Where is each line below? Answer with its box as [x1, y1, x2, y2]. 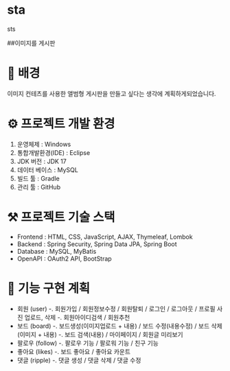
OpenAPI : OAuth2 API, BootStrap [16, 254, 112, 263]
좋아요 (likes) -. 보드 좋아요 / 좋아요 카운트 [16, 347, 131, 355]
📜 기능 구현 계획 [7, 280, 91, 296]
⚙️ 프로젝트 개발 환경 [7, 116, 115, 132]
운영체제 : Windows [16, 140, 71, 148]
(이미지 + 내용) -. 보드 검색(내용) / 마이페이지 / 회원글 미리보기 [16, 330, 183, 338]
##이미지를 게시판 [7, 38, 56, 47]
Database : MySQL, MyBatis [16, 247, 97, 255]
